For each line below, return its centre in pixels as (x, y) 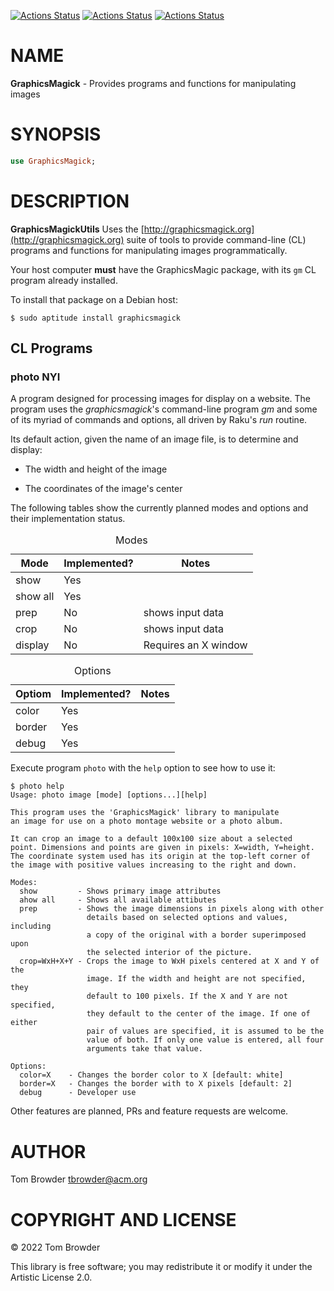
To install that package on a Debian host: (94, 299)
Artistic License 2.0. (51, 1277)
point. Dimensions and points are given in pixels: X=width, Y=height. (162, 848)
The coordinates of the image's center (103, 489)
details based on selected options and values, (187, 918)
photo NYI (35, 377)
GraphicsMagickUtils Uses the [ (77, 229)
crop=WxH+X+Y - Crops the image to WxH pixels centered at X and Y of (169, 961)
